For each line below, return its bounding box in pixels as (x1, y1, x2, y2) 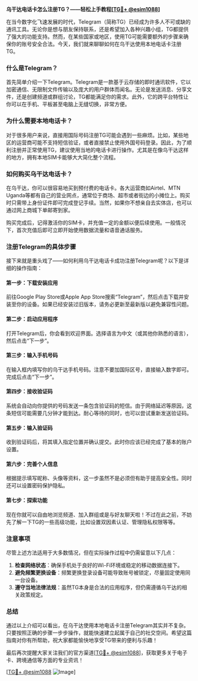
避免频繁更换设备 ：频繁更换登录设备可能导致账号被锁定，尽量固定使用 (14, 569, 186, 576)
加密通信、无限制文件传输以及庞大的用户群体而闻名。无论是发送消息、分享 (6, 86, 187, 93)
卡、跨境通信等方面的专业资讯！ (6, 657, 84, 664)
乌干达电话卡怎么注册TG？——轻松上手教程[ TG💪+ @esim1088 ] (6, 6, 160, 12)
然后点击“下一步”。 (6, 337, 52, 344)
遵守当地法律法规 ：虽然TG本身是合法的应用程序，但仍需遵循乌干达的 (14, 584, 182, 591)
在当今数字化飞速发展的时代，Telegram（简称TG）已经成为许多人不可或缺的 (6, 18, 191, 25)
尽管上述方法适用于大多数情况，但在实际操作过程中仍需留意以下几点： (6, 549, 177, 556)
